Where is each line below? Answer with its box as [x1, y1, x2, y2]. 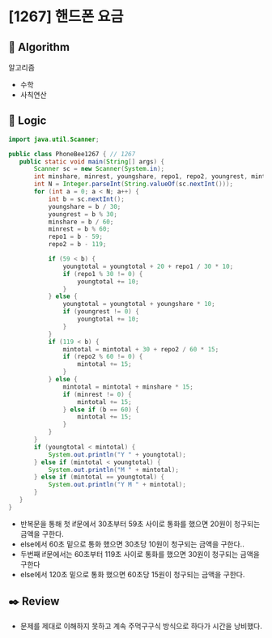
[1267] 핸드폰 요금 [8, 7, 124, 26]
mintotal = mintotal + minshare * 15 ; [62, 382, 194, 391]
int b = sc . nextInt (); [48, 195, 125, 203]
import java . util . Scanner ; [8, 135, 100, 143]
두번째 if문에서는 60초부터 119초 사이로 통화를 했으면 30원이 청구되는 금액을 [19, 549, 261, 559]
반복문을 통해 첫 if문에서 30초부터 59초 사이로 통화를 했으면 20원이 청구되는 [19, 519, 261, 529]
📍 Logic [8, 114, 47, 128]
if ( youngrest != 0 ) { [62, 308, 139, 316]
